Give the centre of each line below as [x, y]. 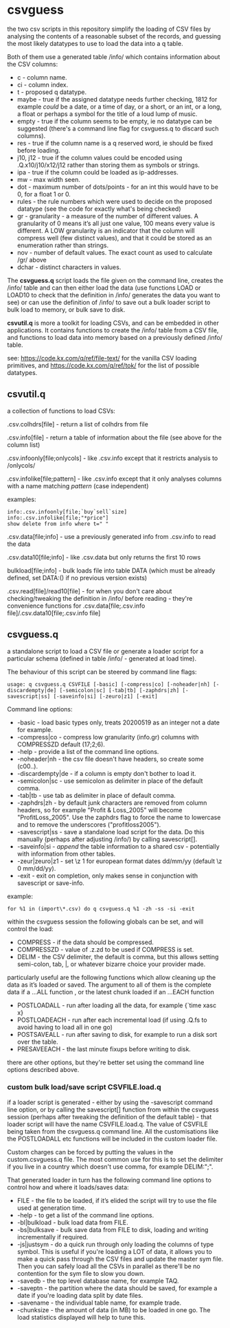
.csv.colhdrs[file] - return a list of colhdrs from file [78, 424]
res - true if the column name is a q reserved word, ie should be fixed [115, 143]
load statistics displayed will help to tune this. [81, 1317]
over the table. [37, 1042]
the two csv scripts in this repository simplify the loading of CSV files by [109, 29]
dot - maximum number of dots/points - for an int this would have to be [117, 187]
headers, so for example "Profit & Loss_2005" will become [100, 810]
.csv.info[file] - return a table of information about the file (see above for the [114, 437]
